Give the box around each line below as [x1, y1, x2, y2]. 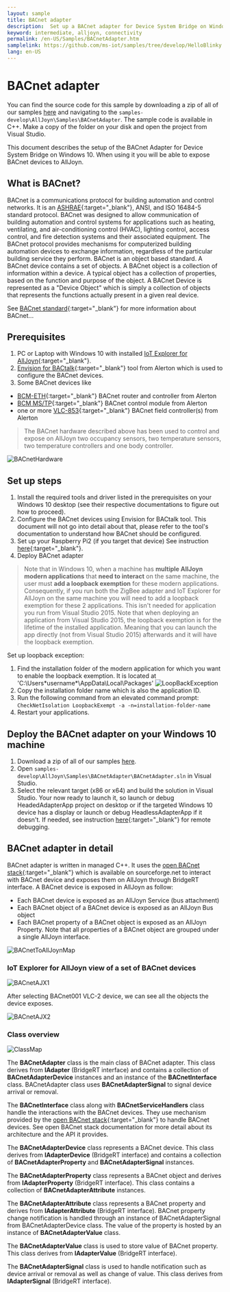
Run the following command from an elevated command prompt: [16, 694, 199, 702]
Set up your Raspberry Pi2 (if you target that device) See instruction [16, 537, 209, 545]
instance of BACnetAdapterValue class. [7, 1229, 121, 1237]
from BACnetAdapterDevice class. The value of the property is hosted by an [7, 1221, 222, 1229]
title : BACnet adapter [7, 16, 72, 23]
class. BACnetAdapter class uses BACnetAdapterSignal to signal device [7, 1080, 212, 1089]
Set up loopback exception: [7, 651, 84, 659]
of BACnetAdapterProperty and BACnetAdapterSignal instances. [7, 1158, 195, 1166]
